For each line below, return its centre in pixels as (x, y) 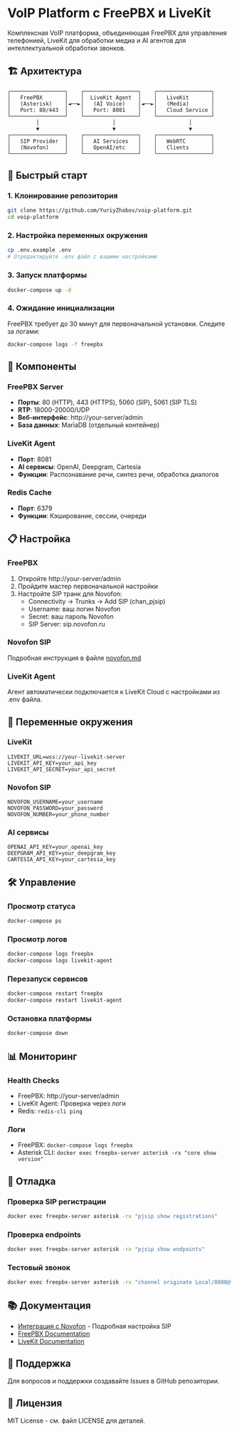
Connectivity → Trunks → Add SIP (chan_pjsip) (97, 601)
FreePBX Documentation (54, 1334)
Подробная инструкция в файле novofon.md (74, 658)
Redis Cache (30, 493)
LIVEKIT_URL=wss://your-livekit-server (67, 757)
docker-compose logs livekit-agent (60, 961)
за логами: (24, 331)
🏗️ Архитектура (44, 72)
